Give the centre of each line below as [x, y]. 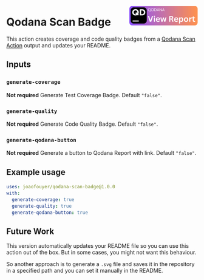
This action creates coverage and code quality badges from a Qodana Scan [101, 39]
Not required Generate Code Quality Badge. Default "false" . [82, 124]
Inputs [19, 65]
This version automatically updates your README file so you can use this [98, 246]
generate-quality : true [42, 206]
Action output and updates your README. [59, 45]
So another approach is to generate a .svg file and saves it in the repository [100, 264]
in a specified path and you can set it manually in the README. [85, 271]
